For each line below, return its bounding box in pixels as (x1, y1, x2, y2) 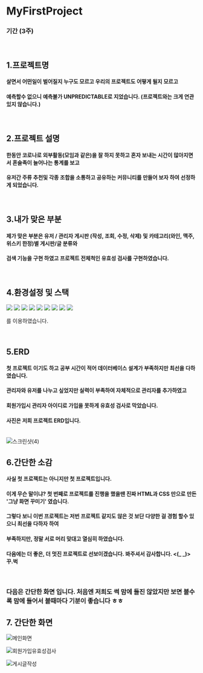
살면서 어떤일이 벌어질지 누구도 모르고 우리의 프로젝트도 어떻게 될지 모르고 (6, 78, 178, 85)
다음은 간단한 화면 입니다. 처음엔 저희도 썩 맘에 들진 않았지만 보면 (6, 588, 182, 596)
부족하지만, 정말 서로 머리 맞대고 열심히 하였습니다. (6, 535, 125, 542)
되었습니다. (12, 181, 39, 188)
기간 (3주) (6, 27, 34, 36)
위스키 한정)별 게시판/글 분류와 (6, 240, 78, 247)
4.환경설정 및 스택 (6, 288, 69, 298)
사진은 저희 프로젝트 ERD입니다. (6, 417, 81, 424)
